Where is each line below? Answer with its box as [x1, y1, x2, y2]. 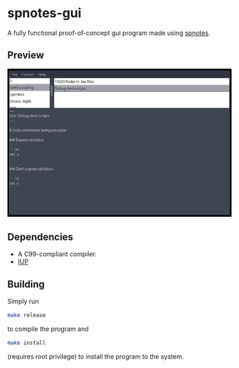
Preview [7, 49, 45, 61]
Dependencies [7, 230, 73, 243]
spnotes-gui [7, 5, 82, 21]
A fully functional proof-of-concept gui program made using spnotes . [7, 29, 211, 37]
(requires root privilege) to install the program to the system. [7, 352, 184, 361]
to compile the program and [7, 324, 89, 333]
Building [7, 278, 45, 290]
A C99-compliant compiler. [17, 250, 97, 258]
